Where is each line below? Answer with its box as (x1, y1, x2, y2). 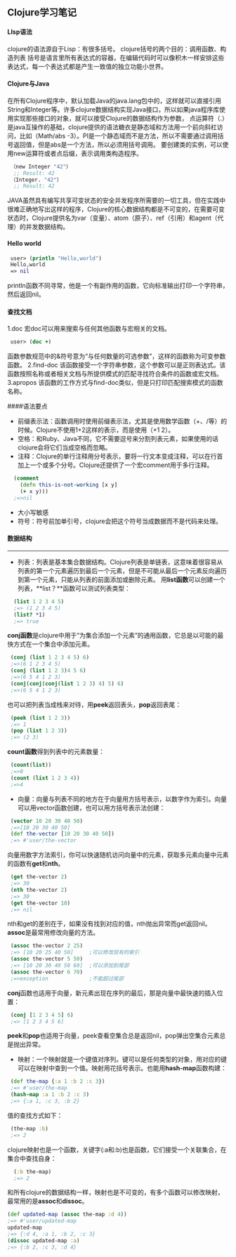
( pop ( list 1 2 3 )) (10, 728, 68, 735)
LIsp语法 (7, 27, 33, 36)
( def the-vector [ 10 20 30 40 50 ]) (10, 831, 114, 838)
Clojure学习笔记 (7, 6, 77, 19)
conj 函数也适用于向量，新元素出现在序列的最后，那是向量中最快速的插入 (7, 989, 218, 997)
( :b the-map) (13, 1168, 52, 1175)
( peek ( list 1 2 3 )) (10, 714, 71, 721)
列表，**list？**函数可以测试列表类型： (17, 584, 131, 592)
